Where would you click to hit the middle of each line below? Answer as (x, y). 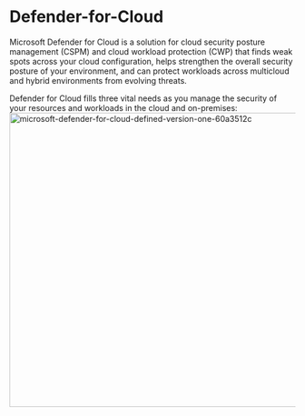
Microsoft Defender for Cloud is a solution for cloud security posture (138, 42)
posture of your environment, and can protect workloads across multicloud (149, 71)
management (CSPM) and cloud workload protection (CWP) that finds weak (151, 51)
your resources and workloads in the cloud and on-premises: (123, 107)
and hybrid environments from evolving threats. (98, 80)
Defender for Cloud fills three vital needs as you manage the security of (143, 98)
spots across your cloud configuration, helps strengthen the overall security (151, 61)
